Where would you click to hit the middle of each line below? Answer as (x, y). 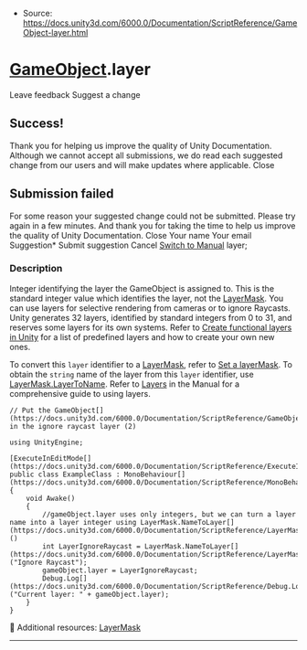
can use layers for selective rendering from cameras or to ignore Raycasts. (150, 308)
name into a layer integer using (73, 522)
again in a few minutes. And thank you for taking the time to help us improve (153, 225)
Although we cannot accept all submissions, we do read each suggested (146, 155)
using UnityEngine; (47, 442)
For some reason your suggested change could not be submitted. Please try (153, 216)
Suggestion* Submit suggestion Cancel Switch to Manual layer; (129, 245)
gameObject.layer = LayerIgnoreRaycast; (120, 570)
